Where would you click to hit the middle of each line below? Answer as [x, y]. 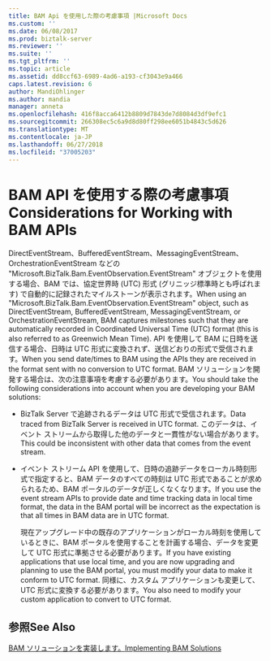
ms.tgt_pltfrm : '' [39, 62]
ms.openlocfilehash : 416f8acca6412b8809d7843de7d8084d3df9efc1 [118, 115]
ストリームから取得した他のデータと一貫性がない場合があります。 [153, 434]
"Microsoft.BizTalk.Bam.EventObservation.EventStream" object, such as [129, 303]
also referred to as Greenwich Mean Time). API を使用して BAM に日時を [130, 339]
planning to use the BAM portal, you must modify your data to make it [136, 571]
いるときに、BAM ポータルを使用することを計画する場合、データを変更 [139, 542]
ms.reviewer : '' [36, 46]
